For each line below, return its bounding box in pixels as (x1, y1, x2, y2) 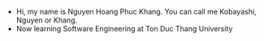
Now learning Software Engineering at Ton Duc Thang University (15, 24, 233, 33)
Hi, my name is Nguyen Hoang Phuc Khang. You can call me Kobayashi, (15, 7, 258, 16)
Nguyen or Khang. (15, 15, 78, 25)
